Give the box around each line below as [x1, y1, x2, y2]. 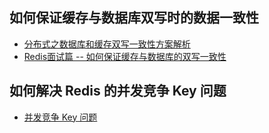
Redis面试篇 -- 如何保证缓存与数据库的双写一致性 [23, 50, 227, 62]
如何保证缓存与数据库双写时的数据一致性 [9, 9, 259, 27]
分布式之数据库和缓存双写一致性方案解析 [23, 38, 191, 50]
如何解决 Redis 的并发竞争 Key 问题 [9, 83, 227, 100]
